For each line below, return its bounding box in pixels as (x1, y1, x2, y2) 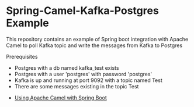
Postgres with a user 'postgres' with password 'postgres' (14, 70, 153, 77)
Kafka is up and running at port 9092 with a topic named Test (14, 77, 162, 84)
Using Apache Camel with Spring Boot (14, 94, 107, 101)
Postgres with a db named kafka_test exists (14, 64, 119, 71)
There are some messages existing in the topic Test (14, 83, 139, 90)
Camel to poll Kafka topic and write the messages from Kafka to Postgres (6, 42, 183, 49)
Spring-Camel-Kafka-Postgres (6, 4, 159, 17)
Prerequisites (6, 53, 38, 60)
